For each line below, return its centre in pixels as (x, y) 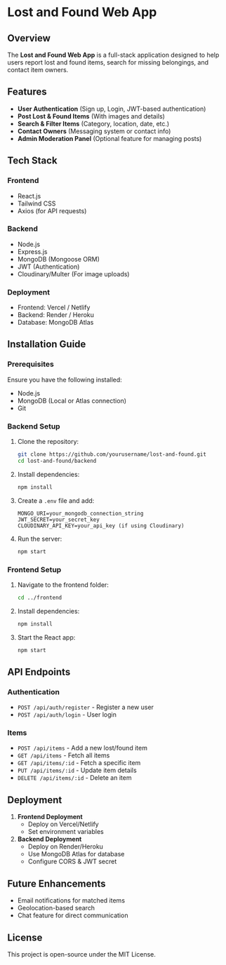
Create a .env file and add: (56, 500)
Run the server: (40, 539)
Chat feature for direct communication (73, 915)
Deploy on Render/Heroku (66, 846)
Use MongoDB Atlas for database (76, 854)
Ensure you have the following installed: (65, 379)
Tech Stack (32, 161)
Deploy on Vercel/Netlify (64, 824)
